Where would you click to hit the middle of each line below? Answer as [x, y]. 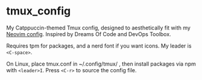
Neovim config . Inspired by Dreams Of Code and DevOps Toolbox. [89, 34]
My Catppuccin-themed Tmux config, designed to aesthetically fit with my [99, 28]
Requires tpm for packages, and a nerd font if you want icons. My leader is [99, 46]
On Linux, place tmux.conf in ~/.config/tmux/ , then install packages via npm [101, 64]
